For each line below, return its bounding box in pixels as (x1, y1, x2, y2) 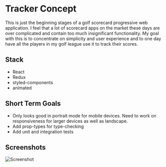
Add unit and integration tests (12, 128, 74, 134)
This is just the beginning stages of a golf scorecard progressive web (5, 20, 148, 26)
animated (12, 85, 32, 91)
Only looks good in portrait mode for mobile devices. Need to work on (12, 112, 156, 118)
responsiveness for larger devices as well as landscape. (12, 118, 128, 124)
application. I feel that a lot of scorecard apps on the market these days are (5, 25, 160, 31)
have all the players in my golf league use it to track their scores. (5, 41, 138, 47)
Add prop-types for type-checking (12, 123, 84, 129)
